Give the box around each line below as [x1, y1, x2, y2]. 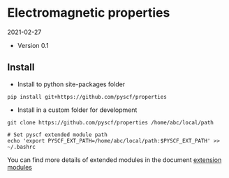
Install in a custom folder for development [17, 106, 138, 114]
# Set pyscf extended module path [7, 131, 108, 138]
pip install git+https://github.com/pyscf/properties [7, 93, 168, 100]
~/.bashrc [7, 143, 36, 150]
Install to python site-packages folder [17, 80, 126, 88]
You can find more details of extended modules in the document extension [7, 155, 222, 164]
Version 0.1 [17, 41, 49, 49]
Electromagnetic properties [7, 5, 170, 21]
